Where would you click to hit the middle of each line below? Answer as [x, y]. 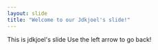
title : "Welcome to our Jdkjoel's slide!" [69, 20]
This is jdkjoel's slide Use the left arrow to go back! [79, 39]
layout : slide [27, 13]
